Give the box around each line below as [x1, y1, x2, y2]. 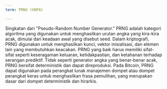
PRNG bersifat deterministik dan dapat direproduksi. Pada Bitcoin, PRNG [5, 62, 154, 68]
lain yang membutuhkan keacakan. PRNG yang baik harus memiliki [5, 46, 142, 52]
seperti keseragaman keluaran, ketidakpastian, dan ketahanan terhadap [15, 52, 163, 58]
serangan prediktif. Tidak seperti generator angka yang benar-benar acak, [5, 57, 158, 63]
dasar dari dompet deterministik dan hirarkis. [5, 78, 98, 84]
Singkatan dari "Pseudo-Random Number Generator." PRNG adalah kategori [5, 25, 161, 31]
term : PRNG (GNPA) [5, 7, 43, 12]
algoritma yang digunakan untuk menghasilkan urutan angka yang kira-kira [5, 30, 160, 36]
